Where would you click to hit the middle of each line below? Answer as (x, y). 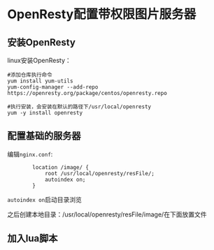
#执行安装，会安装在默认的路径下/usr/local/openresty (79, 107)
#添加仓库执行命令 (30, 75)
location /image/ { (61, 167)
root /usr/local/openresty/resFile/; (100, 173)
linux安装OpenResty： (39, 60)
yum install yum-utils (40, 81)
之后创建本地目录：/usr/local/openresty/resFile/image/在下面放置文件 (107, 214)
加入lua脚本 (33, 238)
